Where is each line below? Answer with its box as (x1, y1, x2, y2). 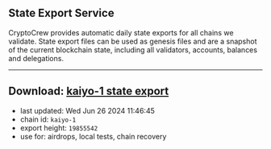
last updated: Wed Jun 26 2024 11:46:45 (19, 106, 155, 115)
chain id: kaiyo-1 (19, 114, 77, 124)
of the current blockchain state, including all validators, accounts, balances (8, 44, 258, 55)
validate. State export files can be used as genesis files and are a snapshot (8, 36, 257, 46)
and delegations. (8, 53, 65, 63)
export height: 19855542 (19, 122, 98, 132)
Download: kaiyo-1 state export (8, 85, 169, 98)
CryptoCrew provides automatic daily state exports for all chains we (8, 27, 234, 37)
